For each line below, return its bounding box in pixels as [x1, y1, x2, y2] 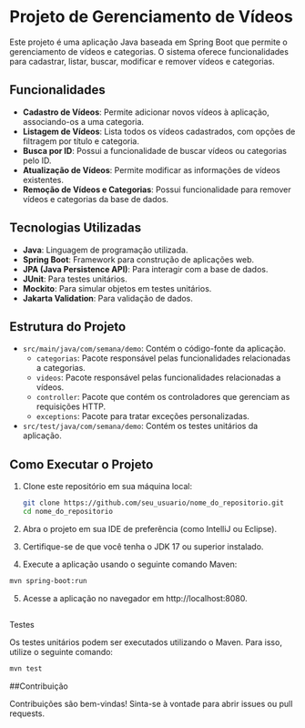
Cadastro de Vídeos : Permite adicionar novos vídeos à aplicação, [22, 107, 270, 118]
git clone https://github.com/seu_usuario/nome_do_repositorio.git [22, 498, 284, 508]
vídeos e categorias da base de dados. [22, 193, 169, 204]
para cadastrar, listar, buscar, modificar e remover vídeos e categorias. [9, 56, 275, 67]
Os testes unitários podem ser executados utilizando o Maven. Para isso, [9, 637, 282, 648]
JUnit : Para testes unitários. [22, 273, 127, 284]
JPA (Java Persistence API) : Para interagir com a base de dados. [22, 263, 269, 274]
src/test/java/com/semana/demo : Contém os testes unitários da [22, 421, 259, 432]
